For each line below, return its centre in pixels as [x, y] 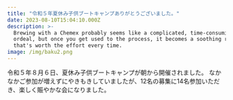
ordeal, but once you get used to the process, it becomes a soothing [118, 39]
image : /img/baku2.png [40, 52]
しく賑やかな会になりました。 [68, 90]
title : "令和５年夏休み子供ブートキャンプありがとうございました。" [94, 13]
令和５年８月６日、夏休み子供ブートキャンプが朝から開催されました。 [107, 72]
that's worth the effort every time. [68, 46]
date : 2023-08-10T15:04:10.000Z [54, 20]
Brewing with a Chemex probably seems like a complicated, [101, 33]
